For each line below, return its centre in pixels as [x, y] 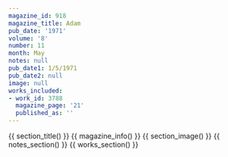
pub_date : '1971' [37, 31]
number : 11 [27, 46]
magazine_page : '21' [50, 105]
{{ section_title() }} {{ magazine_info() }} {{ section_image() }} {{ [114, 136]
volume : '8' [28, 38]
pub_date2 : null [35, 76]
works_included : [35, 91]
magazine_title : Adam [45, 23]
